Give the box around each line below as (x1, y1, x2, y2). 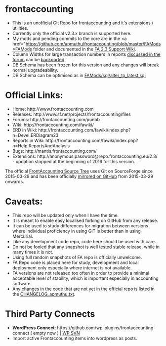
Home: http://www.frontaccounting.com (12, 106, 94, 112)
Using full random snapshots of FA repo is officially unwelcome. (12, 254, 142, 260)
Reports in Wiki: (12, 137, 44, 143)
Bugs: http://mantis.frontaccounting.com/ (12, 148, 97, 154)
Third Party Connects (5, 308, 95, 319)
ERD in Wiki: (12, 127, 38, 133)
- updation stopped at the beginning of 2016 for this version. (12, 158, 135, 164)
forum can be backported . (12, 56, 66, 62)
